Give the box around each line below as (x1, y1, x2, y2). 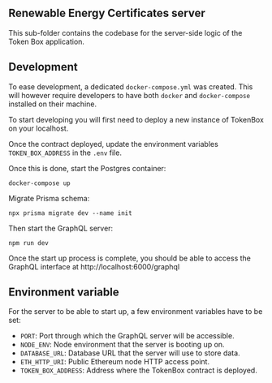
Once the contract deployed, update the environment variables (8, 139, 219, 148)
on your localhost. (8, 123, 69, 133)
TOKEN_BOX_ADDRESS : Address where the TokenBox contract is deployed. (19, 365, 257, 376)
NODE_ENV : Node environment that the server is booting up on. (19, 340, 225, 350)
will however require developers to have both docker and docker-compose (8, 90, 250, 100)
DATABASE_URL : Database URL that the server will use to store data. (19, 348, 241, 358)
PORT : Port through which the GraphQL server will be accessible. (19, 331, 235, 341)
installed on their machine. (8, 99, 97, 109)
